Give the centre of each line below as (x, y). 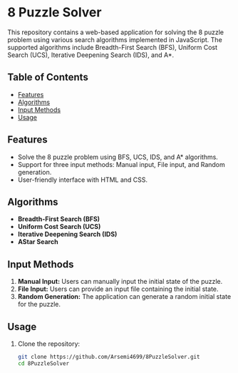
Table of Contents (48, 77)
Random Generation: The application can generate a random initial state (124, 297)
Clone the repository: (49, 344)
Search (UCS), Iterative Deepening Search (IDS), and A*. (91, 55)
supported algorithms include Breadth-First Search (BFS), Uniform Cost (113, 47)
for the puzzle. (39, 305)
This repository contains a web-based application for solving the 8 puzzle (116, 32)
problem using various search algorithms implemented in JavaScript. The (115, 39)
